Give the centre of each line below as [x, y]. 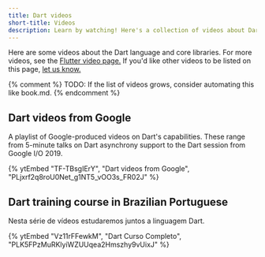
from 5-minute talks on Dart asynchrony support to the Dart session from [127, 145]
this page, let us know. [45, 69]
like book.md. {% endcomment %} [64, 93]
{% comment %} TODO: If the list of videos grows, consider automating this [131, 84]
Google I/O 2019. [35, 154]
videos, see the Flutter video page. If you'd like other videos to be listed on [129, 61]
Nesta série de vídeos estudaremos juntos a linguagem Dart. [106, 221]
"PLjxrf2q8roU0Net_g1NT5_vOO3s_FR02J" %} [84, 177]
